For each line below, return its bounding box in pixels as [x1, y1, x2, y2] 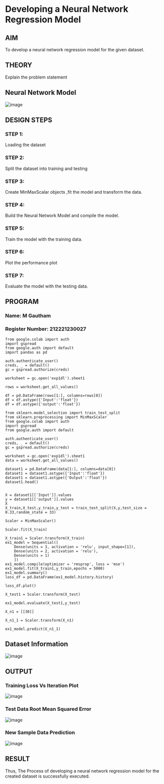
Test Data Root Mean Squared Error [5, 705, 91, 712]
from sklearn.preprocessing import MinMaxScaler [5, 414, 107, 419]
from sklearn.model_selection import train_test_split [5, 410, 121, 415]
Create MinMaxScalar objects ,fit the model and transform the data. [5, 189, 142, 195]
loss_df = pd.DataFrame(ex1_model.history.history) [5, 575, 114, 579]
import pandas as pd [5, 350, 48, 355]
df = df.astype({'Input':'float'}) [5, 397, 79, 402]
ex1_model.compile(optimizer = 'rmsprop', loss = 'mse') [5, 562, 125, 567]
